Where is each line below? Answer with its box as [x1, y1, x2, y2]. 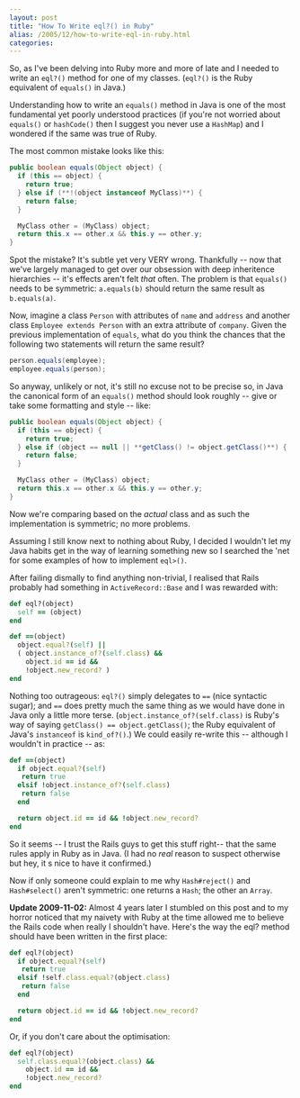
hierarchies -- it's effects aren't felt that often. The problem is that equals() [9, 274, 287, 285]
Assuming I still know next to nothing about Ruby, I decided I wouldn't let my [9, 535, 292, 546]
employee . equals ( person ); [9, 365, 106, 374]
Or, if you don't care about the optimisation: [9, 1030, 171, 1041]
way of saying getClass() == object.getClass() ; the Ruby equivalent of [9, 719, 276, 730]
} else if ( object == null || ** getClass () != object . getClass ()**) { [17, 442, 287, 451]
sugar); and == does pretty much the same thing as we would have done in [9, 700, 286, 711]
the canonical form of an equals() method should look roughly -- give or [9, 390, 278, 401]
